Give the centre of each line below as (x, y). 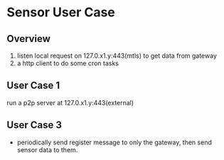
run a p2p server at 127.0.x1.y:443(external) (70, 102)
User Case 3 (34, 125)
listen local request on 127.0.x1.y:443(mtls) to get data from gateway (117, 55)
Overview (29, 39)
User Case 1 (33, 86)
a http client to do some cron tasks (68, 63)
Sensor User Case (61, 12)
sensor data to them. (47, 149)
